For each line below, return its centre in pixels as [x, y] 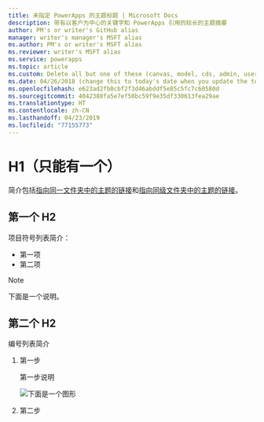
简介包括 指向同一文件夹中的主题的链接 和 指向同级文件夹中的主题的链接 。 [125, 190]
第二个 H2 [32, 323]
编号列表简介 [29, 344]
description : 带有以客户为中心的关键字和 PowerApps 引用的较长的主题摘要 [118, 23]
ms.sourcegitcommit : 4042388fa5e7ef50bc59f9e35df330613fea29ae [114, 96]
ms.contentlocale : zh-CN [49, 111]
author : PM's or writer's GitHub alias [73, 30]
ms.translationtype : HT [47, 103]
